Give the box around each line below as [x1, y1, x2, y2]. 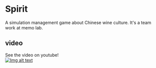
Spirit [5, 3, 28, 15]
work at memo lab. [5, 24, 43, 30]
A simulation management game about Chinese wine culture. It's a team [5, 20, 152, 25]
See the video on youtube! [5, 52, 59, 58]
